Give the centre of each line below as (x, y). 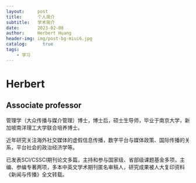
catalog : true (30, 44)
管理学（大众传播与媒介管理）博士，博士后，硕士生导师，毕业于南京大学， (95, 120)
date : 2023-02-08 (35, 28)
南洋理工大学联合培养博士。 (49, 127)
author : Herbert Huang (39, 33)
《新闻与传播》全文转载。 (37, 174)
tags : (13, 50)
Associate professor (44, 106)
